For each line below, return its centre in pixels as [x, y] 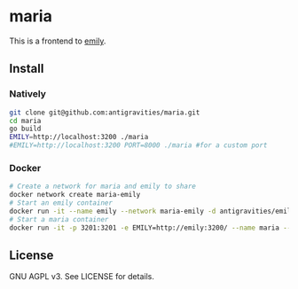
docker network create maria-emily [75, 195]
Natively [28, 94]
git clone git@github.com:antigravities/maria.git [105, 113]
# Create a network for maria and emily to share [103, 187]
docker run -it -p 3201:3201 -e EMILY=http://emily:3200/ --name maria [144, 228]
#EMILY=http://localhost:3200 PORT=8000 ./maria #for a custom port [138, 145]
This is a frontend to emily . [58, 41]
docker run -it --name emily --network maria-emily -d [113, 211]
